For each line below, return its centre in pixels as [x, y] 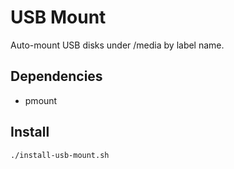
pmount [41, 100]
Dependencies [56, 76]
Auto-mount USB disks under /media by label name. [117, 45]
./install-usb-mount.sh [60, 155]
